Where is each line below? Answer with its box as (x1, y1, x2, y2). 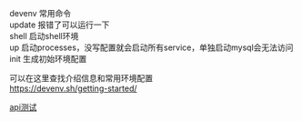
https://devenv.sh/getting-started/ (9, 83, 138, 94)
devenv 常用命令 (9, 8, 72, 18)
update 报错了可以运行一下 (9, 19, 110, 30)
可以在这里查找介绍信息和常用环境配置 (9, 73, 153, 84)
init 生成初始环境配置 (9, 54, 87, 64)
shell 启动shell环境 (9, 31, 79, 41)
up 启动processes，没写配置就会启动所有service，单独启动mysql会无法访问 (9, 42, 294, 53)
